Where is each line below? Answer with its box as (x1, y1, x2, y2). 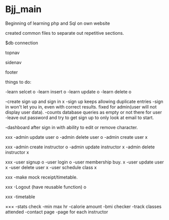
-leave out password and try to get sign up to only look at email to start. (5, 115, 154, 121)
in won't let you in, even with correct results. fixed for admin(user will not (5, 103, 157, 109)
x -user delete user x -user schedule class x (5, 164, 97, 170)
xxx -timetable (5, 193, 35, 200)
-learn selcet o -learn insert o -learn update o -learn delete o (5, 88, 132, 94)
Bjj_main (5, 4, 42, 15)
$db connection (5, 39, 38, 46)
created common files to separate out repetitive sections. (5, 30, 125, 36)
